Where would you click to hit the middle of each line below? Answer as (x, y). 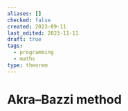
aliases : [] (24, 14)
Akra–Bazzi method (65, 100)
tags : (15, 46)
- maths (25, 59)
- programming (34, 53)
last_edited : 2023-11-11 (43, 33)
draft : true (24, 40)
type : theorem (28, 65)
